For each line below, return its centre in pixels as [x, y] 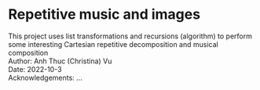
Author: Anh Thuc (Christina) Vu [60, 61]
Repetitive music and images [104, 14]
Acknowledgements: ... [45, 77]
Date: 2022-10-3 [35, 69]
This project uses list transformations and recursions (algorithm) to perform [130, 36]
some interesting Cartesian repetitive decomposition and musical [113, 44]
